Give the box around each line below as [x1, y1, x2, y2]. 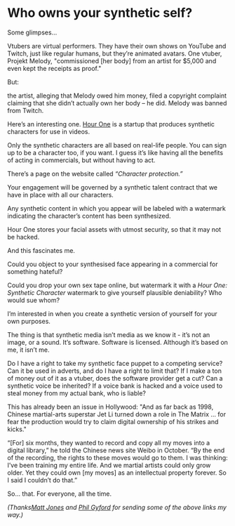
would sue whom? [7, 296, 60, 304]
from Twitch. [7, 106, 44, 114]
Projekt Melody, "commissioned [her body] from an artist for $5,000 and [7, 56, 217, 65]
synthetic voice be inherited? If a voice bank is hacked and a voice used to [7, 381, 223, 390]
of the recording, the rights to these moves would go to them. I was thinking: [7, 453, 228, 461]
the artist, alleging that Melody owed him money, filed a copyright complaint [7, 91, 227, 100]
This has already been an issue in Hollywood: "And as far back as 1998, [7, 402, 214, 411]
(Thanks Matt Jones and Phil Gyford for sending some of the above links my [7, 503, 227, 511]
